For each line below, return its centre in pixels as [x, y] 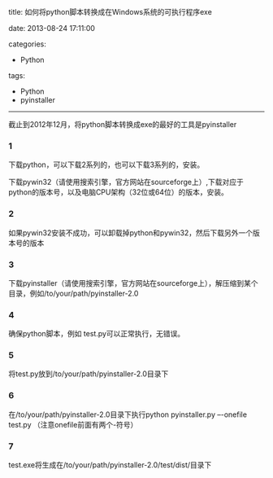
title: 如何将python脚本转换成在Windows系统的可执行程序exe [110, 12]
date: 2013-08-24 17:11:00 [52, 28]
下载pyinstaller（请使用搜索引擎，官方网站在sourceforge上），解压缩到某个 [133, 283]
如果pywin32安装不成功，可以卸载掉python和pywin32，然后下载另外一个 [131, 232]
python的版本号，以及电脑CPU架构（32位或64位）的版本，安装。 [119, 192]
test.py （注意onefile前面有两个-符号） [73, 424]
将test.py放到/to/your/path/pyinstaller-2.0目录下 [89, 374]
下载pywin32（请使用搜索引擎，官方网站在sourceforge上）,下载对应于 [126, 182]
